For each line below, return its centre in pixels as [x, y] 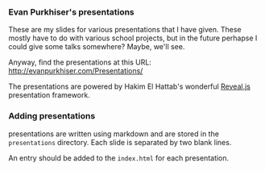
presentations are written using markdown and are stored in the [114, 133]
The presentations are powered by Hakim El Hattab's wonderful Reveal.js [130, 86]
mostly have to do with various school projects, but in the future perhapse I [133, 38]
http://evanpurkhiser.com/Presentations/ [76, 71]
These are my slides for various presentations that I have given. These [125, 30]
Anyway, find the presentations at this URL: [80, 62]
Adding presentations [52, 116]
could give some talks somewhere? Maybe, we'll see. [97, 47]
